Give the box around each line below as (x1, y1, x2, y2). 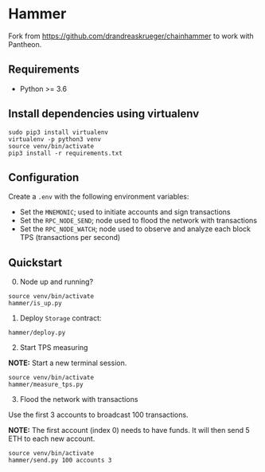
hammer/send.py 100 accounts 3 (8, 456, 112, 465)
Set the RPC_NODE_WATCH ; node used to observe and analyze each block (19, 224, 251, 234)
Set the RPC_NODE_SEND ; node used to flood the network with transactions (19, 216, 257, 226)
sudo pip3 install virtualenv (8, 128, 109, 136)
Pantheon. (8, 39, 42, 49)
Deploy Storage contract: (19, 313, 102, 323)
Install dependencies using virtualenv (8, 107, 200, 120)
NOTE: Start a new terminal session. (8, 358, 127, 368)
